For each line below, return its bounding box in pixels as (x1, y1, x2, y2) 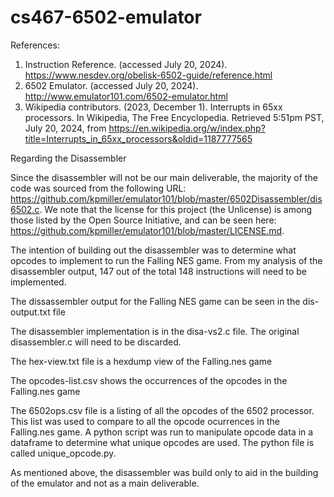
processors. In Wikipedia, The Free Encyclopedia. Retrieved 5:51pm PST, (24, 111, 325, 123)
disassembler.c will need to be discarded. (10, 336, 182, 348)
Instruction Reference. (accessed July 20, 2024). (24, 58, 228, 70)
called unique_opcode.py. (10, 447, 117, 459)
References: (10, 39, 60, 51)
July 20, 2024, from (24, 122, 107, 134)
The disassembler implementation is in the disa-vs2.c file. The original (10, 325, 300, 337)
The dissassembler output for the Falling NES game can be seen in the (10, 295, 301, 307)
